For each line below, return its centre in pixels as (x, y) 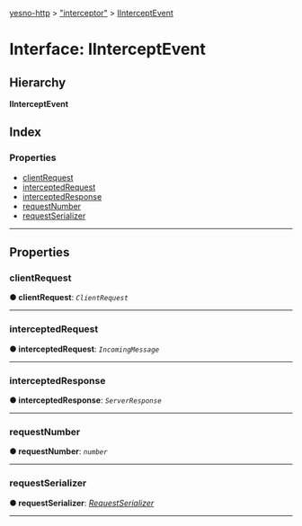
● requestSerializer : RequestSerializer (82, 503)
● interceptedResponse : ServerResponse (85, 400)
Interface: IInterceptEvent (108, 49)
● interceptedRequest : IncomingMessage (84, 349)
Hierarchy (38, 82)
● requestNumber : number (58, 451)
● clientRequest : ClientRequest (69, 298)
